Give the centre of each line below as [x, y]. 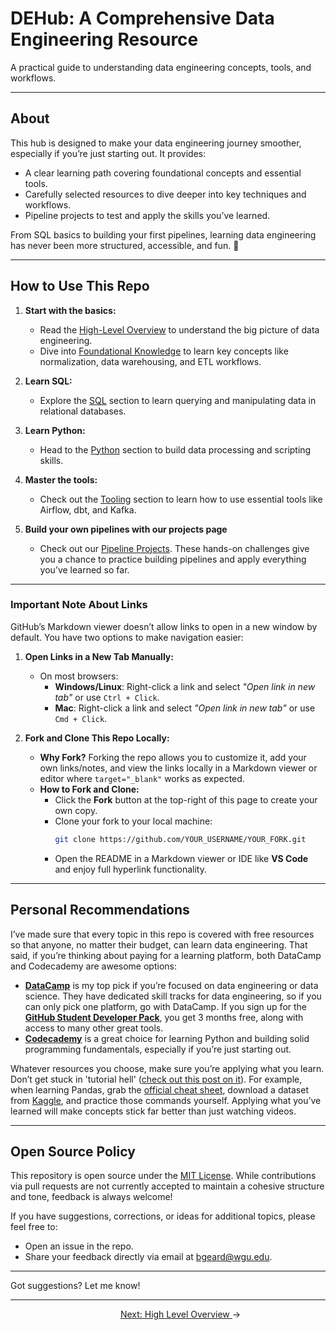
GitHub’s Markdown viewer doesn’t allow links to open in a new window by [164, 626]
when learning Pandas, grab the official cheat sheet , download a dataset [159, 1089]
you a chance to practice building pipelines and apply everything [173, 559]
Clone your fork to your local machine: [133, 821]
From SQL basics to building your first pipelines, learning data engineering [163, 234]
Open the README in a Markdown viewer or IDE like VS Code [181, 858]
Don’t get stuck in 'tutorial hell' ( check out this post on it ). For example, [156, 1079]
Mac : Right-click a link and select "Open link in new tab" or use [185, 708]
